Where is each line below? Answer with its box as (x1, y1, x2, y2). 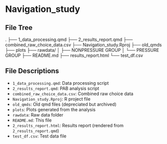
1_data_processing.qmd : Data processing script (12, 80, 109, 86)
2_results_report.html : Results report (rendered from (12, 122, 124, 128)
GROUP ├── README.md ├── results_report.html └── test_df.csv (5, 52, 143, 58)
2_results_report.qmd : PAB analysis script (12, 85, 99, 91)
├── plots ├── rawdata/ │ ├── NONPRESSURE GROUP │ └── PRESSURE (5, 47, 159, 53)
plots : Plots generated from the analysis (12, 106, 96, 113)
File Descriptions (5, 67, 59, 75)
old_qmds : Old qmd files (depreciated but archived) (12, 101, 116, 107)
